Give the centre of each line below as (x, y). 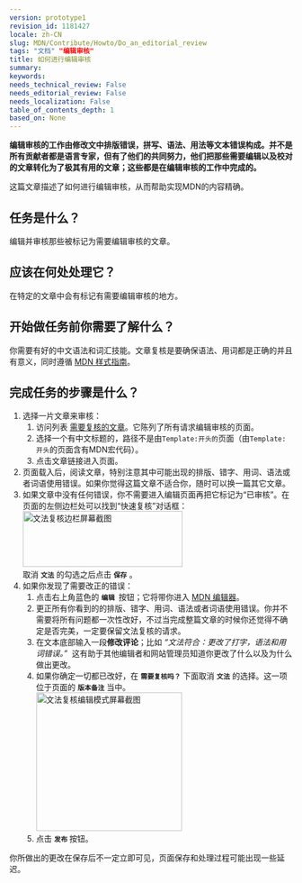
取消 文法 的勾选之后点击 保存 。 (80, 575)
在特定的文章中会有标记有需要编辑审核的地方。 (96, 296)
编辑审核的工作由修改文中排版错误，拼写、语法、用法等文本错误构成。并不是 (151, 145)
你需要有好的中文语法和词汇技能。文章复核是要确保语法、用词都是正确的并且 (151, 350)
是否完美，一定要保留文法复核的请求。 (115, 631)
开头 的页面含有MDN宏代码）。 (89, 450)
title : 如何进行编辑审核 (50, 59)
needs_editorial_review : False (68, 93)
